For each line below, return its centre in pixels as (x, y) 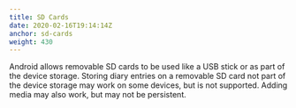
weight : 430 (31, 42)
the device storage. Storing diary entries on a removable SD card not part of (148, 76)
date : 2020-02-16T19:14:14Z (61, 25)
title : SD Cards (39, 17)
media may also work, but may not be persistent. (98, 95)
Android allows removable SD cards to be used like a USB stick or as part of (147, 67)
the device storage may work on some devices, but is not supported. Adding (148, 85)
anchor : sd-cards (41, 33)
